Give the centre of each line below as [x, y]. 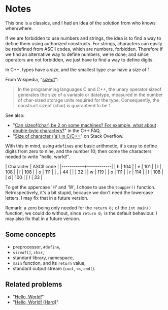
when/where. [19, 28]
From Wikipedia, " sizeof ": [32, 79]
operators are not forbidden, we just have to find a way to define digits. [79, 59]
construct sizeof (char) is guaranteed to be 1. [65, 105]
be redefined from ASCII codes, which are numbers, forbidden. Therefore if [84, 49]
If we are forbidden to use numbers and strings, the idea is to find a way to [83, 38]
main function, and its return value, [49, 263]
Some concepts [30, 235]
